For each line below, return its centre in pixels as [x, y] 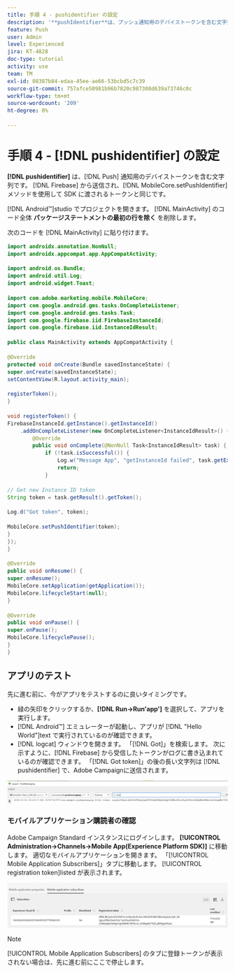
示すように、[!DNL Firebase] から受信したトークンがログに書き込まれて [120, 753]
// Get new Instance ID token [51, 490]
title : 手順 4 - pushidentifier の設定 [63, 15]
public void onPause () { [43, 623]
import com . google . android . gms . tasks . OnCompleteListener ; [93, 305]
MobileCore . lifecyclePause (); [51, 638]
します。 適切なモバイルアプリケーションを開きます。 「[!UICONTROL [108, 855]
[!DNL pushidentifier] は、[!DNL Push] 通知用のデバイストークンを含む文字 [116, 176]
